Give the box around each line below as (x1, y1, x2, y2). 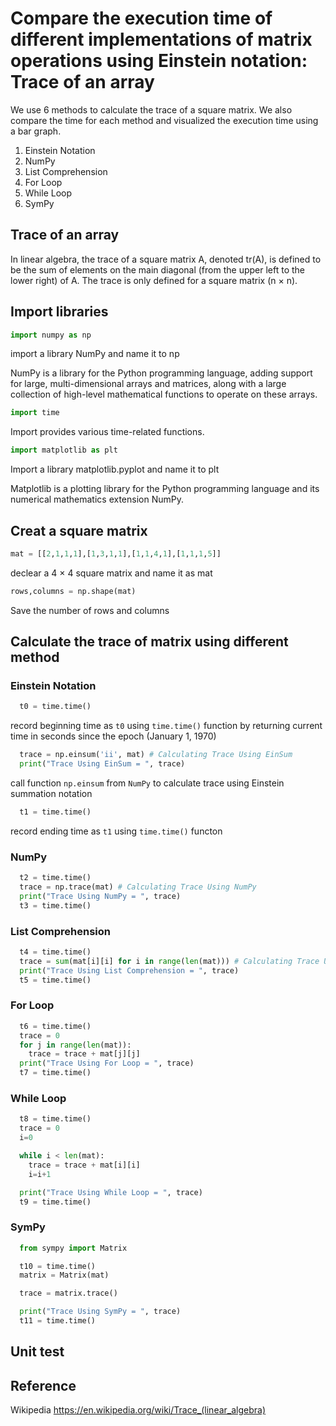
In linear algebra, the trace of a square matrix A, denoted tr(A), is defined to (10, 253, 322, 265)
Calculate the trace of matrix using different (10, 633, 289, 651)
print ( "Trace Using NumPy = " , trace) (19, 891, 182, 901)
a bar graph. (10, 125, 62, 137)
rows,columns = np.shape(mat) (10, 586, 137, 596)
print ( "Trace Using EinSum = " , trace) (19, 759, 186, 769)
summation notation (10, 788, 93, 800)
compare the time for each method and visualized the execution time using (10, 114, 319, 126)
